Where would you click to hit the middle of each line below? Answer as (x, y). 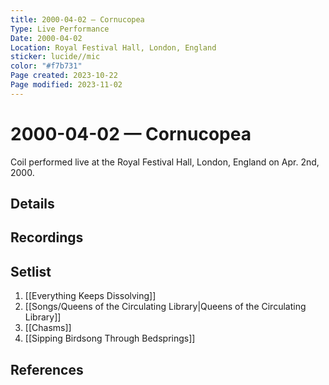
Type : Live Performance (60, 29)
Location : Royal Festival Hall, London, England (113, 47)
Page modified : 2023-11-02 (66, 85)
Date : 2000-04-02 (46, 38)
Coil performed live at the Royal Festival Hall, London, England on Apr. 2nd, (165, 162)
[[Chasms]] (48, 328)
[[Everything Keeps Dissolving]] (90, 296)
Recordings (47, 237)
